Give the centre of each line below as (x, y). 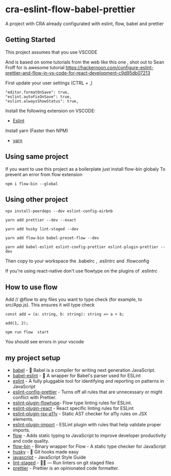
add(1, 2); (17, 323)
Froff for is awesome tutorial (35, 67)
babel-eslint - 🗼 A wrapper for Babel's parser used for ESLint (77, 376)
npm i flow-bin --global (32, 184)
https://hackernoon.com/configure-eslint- (110, 67)
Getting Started (30, 40)
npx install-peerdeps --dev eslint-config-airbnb (59, 211)
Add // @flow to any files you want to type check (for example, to (74, 299)
